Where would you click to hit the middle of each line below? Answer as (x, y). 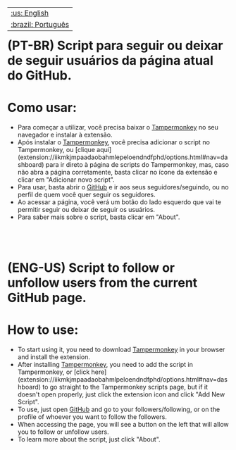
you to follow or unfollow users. (63, 432)
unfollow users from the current (103, 283)
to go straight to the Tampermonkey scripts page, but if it (125, 387)
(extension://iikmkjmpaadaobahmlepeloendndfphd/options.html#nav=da (123, 157)
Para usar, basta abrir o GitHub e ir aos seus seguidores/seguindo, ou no (123, 187)
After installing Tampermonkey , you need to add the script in (105, 365)
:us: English (30, 13)
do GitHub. (39, 75)
